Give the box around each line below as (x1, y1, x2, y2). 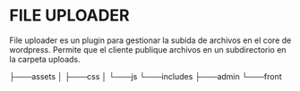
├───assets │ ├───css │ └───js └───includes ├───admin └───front (9, 70, 282, 81)
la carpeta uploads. (9, 54, 81, 64)
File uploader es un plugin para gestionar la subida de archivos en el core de (9, 35, 292, 45)
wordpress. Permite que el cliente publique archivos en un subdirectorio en (9, 44, 287, 54)
